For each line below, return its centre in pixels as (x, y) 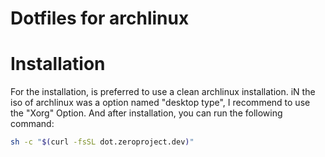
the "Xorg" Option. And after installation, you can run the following (146, 113)
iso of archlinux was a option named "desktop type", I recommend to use (160, 103)
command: (32, 124)
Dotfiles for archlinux (100, 18)
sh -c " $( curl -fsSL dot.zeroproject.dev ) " (102, 142)
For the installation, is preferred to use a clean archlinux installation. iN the (163, 92)
